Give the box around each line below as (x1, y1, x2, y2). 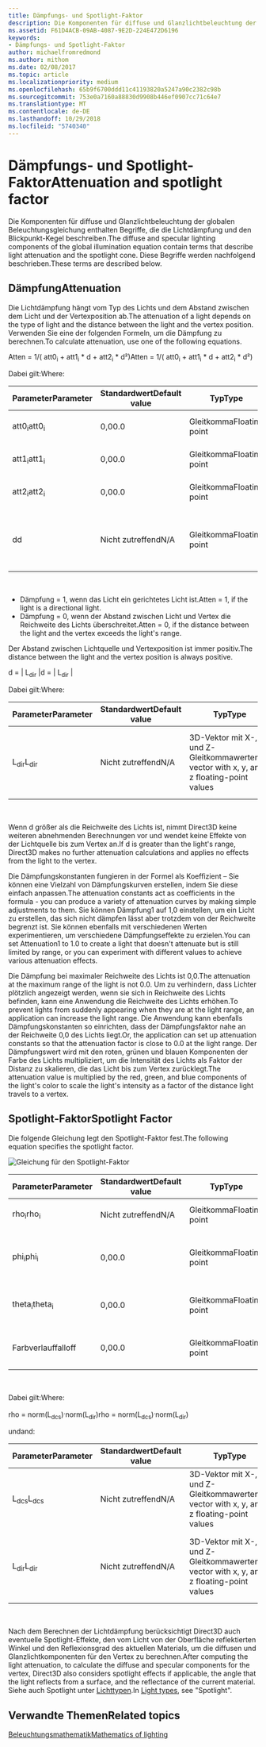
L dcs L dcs (12, 1493, 44, 1505)
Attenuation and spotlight (50, 173, 223, 191)
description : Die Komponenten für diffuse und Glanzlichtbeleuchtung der (8, 19, 257, 27)
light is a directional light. (19, 603, 101, 613)
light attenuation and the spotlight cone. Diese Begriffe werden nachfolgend (8, 250, 256, 260)
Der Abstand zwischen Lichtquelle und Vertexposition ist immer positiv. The (8, 644, 253, 653)
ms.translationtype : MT (8, 100, 87, 108)
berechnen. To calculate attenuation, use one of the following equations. (8, 337, 242, 346)
